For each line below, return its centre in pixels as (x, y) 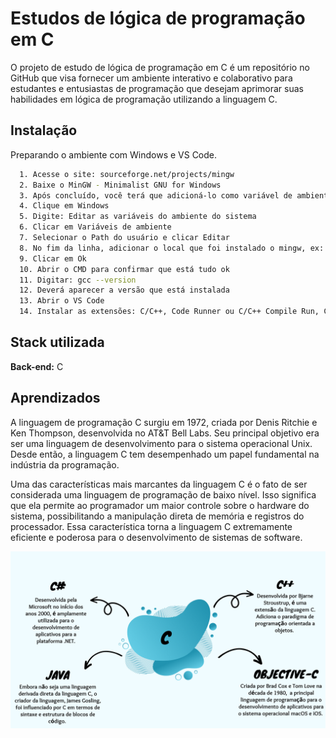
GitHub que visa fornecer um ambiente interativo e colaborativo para (151, 78)
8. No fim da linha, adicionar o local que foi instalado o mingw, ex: (172, 248)
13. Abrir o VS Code (62, 301)
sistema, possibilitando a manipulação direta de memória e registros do (157, 516)
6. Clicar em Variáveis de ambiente (95, 227)
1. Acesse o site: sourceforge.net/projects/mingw (127, 174)
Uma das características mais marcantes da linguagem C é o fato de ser (159, 484)
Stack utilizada (57, 342)
